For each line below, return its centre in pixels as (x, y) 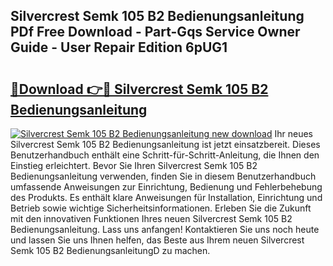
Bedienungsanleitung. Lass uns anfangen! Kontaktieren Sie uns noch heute (165, 229)
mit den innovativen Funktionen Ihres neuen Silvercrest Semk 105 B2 (151, 218)
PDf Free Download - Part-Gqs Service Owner (155, 32)
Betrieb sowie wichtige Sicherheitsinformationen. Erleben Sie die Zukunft (161, 208)
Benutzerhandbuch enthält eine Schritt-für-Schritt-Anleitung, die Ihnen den (165, 155)
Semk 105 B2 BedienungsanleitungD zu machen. (110, 250)
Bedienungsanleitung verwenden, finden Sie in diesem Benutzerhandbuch (163, 176)
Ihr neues (293, 133)
